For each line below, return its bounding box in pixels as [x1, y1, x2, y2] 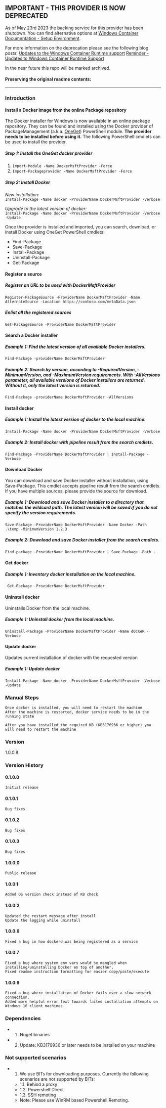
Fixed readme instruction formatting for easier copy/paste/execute [5, 969, 149, 975]
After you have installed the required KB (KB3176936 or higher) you [5, 723, 152, 728]
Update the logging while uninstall [5, 918, 81, 923]
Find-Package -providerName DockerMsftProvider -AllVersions [5, 395, 134, 400]
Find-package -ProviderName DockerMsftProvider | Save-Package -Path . [5, 549, 156, 554]
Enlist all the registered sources [5, 310, 72, 315]
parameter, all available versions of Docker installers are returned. [5, 377, 145, 383]
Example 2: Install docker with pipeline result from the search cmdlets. [5, 440, 154, 445]
